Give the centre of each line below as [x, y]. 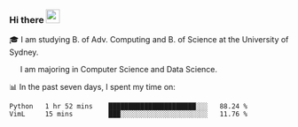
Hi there [27, 19]
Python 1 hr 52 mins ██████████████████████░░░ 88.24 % [129, 107]
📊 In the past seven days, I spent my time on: [92, 87]
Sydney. [24, 52]
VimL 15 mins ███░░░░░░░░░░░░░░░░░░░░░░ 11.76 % [129, 115]
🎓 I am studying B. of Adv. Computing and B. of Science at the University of [149, 40]
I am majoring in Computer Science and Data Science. [119, 70]
